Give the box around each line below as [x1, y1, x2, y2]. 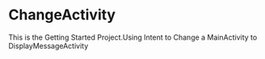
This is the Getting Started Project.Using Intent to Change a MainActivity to [8, 32, 258, 42]
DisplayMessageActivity [8, 40, 89, 50]
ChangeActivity [8, 6, 116, 24]
